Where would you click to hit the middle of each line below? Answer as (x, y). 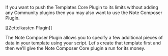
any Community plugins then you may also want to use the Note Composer (84, 13)
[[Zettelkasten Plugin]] (29, 28)
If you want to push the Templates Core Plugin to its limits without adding (82, 7)
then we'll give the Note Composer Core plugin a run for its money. (75, 48)
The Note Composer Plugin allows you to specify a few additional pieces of (84, 38)
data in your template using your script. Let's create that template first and (83, 43)
